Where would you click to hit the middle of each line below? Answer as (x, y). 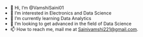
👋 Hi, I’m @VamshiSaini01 (37, 8)
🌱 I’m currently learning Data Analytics (50, 18)
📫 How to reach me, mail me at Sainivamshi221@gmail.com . (74, 29)
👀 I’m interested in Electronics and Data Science (61, 13)
